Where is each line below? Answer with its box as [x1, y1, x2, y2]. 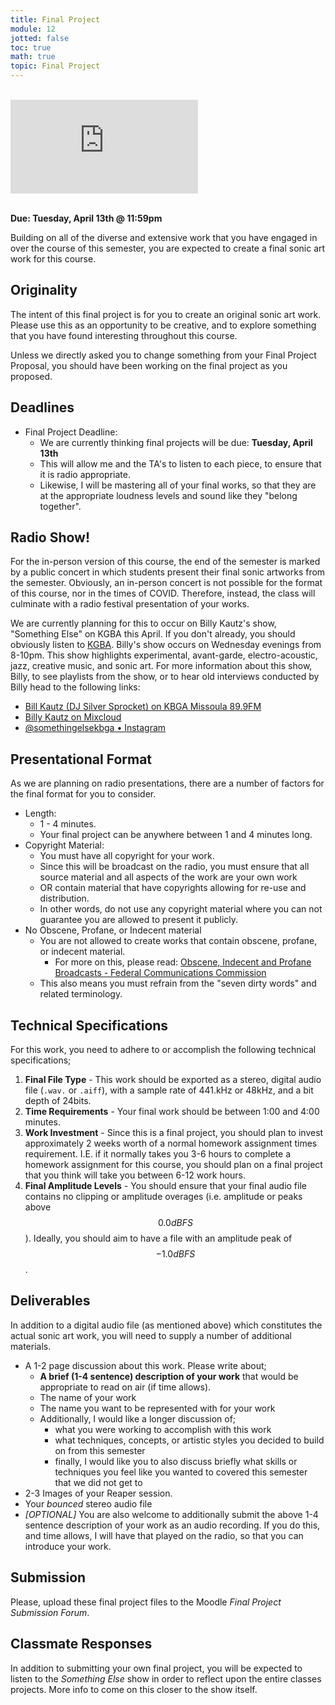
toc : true [10, 42, 52, 53]
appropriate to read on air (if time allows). [39, 1381, 212, 1393]
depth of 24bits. [24, 1095, 92, 1107]
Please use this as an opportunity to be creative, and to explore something [10, 319, 317, 331]
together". [39, 500, 82, 512]
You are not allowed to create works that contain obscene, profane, [39, 935, 318, 947]
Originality [10, 282, 78, 299]
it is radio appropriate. [39, 468, 131, 480]
